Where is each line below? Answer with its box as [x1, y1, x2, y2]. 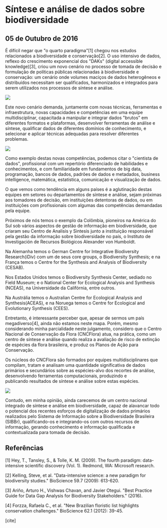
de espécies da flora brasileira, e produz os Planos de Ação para [5, 342, 138, 348]
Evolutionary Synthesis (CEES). [5, 305, 69, 311]
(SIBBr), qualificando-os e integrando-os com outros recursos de [5, 418, 139, 425]
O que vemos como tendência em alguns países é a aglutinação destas [5, 186, 152, 192]
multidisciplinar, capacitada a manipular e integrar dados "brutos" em [5, 115, 148, 121]
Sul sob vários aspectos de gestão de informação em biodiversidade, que [5, 223, 157, 229]
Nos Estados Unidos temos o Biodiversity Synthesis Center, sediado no [5, 274, 152, 280]
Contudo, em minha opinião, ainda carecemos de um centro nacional [5, 397, 147, 403]
